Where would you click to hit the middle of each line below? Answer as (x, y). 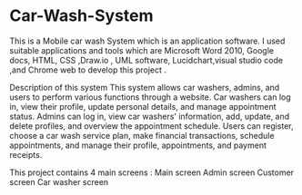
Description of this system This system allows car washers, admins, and (145, 87)
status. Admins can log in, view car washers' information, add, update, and (150, 116)
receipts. (26, 154)
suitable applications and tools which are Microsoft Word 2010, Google (142, 50)
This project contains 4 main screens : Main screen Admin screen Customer (151, 172)
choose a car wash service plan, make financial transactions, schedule (142, 135)
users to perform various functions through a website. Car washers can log (150, 97)
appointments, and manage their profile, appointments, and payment (138, 145)
